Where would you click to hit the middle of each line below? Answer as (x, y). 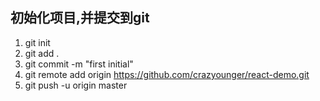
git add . (42, 53)
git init (37, 42)
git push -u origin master (76, 85)
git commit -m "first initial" (79, 64)
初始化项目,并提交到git (80, 18)
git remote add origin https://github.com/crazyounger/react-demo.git (167, 74)
